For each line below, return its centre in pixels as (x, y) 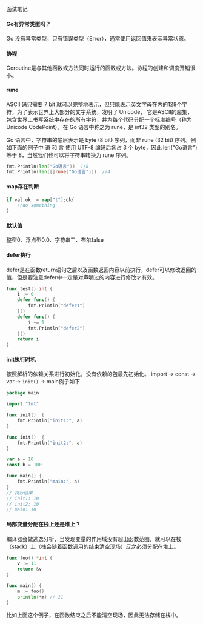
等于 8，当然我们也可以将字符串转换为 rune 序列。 (69, 155)
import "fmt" (23, 404)
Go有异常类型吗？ (29, 24)
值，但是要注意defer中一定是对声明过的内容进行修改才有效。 (82, 277)
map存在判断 (23, 186)
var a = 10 (20, 459)
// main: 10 (21, 510)
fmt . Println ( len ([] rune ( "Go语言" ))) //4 (58, 172)
